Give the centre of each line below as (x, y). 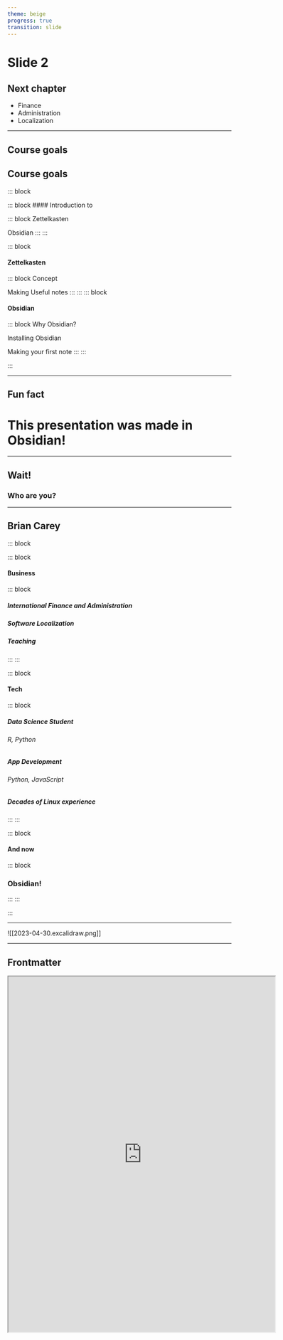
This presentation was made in (100, 425)
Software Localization (41, 623)
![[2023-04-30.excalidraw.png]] (54, 933)
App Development (35, 761)
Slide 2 (28, 62)
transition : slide (34, 27)
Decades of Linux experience (52, 802)
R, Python (22, 739)
